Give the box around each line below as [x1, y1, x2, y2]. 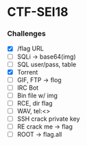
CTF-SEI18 [7, 4, 69, 20]
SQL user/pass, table [16, 60, 77, 68]
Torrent [16, 68, 38, 76]
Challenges [7, 29, 46, 39]
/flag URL [16, 44, 45, 52]
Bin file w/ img [16, 91, 58, 99]
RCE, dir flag [16, 99, 53, 107]
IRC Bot [16, 84, 39, 92]
